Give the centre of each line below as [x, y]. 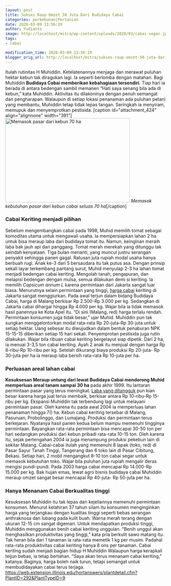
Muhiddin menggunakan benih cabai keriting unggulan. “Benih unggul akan [84, 529]
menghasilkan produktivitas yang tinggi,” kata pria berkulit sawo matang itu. [85, 534]
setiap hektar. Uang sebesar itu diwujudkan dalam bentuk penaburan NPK [83, 328]
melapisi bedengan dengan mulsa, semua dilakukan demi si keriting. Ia [79, 279]
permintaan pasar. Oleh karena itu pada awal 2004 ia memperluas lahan [81, 407]
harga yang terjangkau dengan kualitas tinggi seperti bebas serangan [78, 513]
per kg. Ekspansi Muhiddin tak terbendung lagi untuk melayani [80, 401]
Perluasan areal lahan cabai [40, 369]
